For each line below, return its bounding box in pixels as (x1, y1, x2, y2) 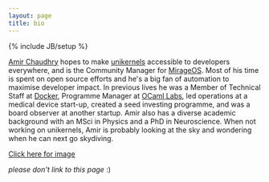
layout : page (8, 11, 52, 20)
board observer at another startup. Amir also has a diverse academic (8, 107, 236, 117)
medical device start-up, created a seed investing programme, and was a (8, 99, 251, 109)
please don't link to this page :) (8, 164, 111, 174)
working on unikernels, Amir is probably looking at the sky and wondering (8, 125, 252, 135)
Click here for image (8, 149, 75, 159)
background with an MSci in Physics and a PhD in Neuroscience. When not (8, 116, 257, 126)
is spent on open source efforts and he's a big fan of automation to (8, 74, 230, 83)
